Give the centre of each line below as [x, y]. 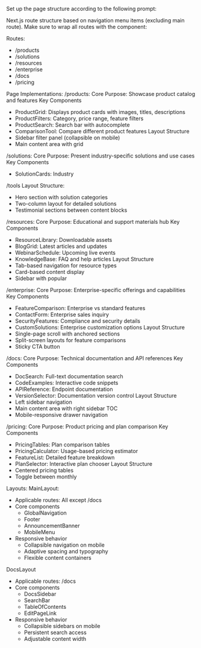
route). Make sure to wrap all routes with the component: [77, 27]
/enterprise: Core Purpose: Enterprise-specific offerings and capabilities [96, 290]
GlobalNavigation [45, 513]
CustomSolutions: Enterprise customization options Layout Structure [100, 327]
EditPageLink [40, 613]
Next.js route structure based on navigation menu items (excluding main [95, 20]
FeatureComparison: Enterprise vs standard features [80, 308]
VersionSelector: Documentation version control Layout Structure [96, 395]
